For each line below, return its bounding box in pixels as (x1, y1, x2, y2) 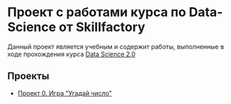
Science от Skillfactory (7, 19, 145, 35)
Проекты (7, 70, 50, 82)
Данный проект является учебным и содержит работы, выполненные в (7, 42, 225, 51)
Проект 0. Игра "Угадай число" (17, 89, 112, 97)
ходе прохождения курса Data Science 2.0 (7, 50, 136, 58)
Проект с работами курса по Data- (7, 4, 223, 20)
